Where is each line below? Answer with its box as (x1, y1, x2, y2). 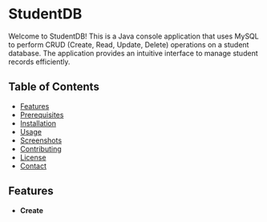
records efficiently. (8, 57, 71, 67)
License (19, 152, 47, 162)
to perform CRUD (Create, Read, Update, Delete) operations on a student (8, 39, 249, 49)
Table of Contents (8, 80, 100, 94)
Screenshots (19, 135, 63, 145)
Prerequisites (19, 110, 64, 119)
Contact (19, 161, 47, 171)
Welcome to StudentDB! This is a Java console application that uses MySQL (8, 31, 259, 41)
